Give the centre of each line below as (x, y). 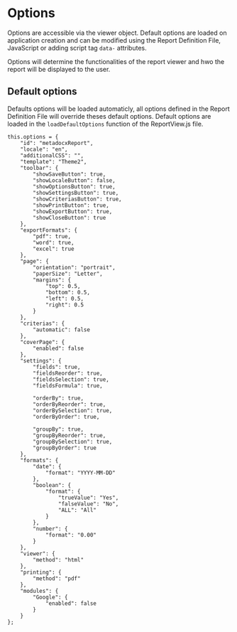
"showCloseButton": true (70, 218)
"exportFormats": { (49, 230)
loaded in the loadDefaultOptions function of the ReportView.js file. (105, 124)
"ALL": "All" (77, 510)
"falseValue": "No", (88, 504)
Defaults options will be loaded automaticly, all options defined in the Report (119, 109)
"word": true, (54, 242)
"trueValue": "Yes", (88, 498)
